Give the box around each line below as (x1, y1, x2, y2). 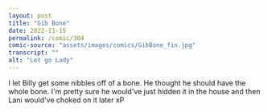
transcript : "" (8, 49, 60, 57)
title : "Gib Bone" (8, 19, 70, 27)
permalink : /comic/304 (8, 34, 85, 42)
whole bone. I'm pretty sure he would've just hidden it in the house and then (8, 86, 261, 96)
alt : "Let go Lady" (8, 57, 74, 65)
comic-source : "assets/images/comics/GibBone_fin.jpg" (8, 42, 196, 50)
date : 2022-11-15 (8, 26, 67, 34)
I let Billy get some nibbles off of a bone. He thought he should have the (8, 77, 246, 88)
